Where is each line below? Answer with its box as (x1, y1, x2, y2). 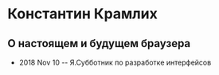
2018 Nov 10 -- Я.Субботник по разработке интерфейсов (18, 57, 212, 67)
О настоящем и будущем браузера (7, 37, 191, 50)
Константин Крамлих (7, 5, 158, 23)
